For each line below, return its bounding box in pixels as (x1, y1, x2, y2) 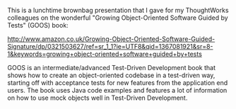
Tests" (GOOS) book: (7, 21, 69, 29)
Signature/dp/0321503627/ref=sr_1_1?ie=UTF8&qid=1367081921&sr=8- (7, 42, 213, 50)
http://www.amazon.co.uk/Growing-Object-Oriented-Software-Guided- (7, 35, 216, 43)
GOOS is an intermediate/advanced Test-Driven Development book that (7, 64, 216, 71)
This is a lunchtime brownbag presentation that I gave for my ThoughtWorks (7, 6, 229, 14)
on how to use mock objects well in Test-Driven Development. (7, 93, 188, 102)
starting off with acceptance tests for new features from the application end (7, 79, 228, 87)
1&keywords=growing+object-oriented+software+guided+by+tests (7, 50, 203, 58)
